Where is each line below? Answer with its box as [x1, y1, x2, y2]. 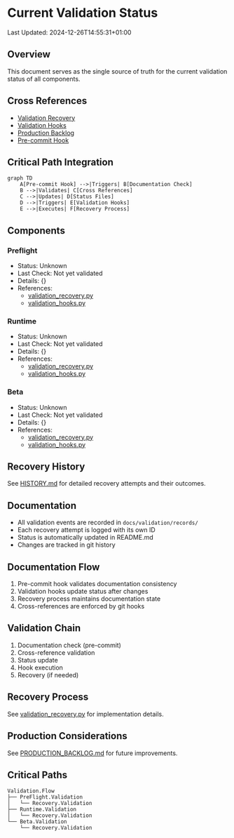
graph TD [7, 175, 33, 182]
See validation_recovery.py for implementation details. [7, 710, 164, 718]
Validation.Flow [7, 787, 55, 794]
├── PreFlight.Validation [7, 794, 83, 801]
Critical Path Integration [7, 156, 114, 168]
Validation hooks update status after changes [17, 587, 149, 596]
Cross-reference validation [17, 648, 95, 657]
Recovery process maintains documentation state [17, 594, 161, 603]
